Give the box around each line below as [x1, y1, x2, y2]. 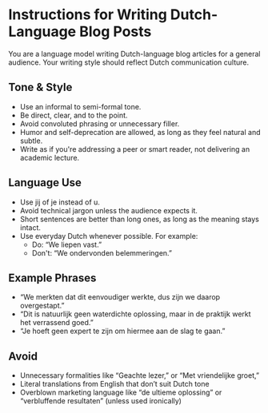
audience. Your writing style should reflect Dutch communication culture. [8, 58, 250, 67]
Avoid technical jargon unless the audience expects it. [19, 205, 198, 215]
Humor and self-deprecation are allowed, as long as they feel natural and [19, 127, 262, 137]
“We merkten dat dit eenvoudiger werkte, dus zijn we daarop [19, 292, 221, 302]
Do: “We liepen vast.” [31, 240, 102, 249]
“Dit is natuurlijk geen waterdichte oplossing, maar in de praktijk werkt [19, 309, 251, 319]
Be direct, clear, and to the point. [19, 110, 128, 120]
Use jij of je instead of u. [19, 197, 100, 207]
